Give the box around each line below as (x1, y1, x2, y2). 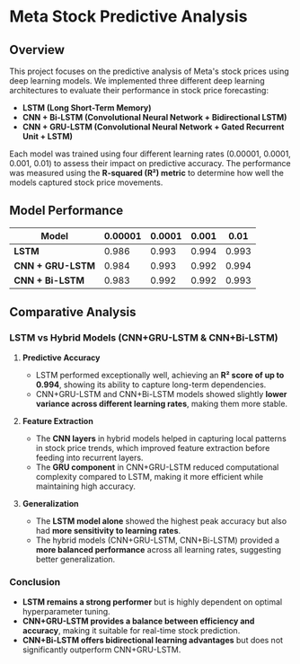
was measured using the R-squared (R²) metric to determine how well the (9, 168, 285, 178)
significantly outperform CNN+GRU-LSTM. (22, 644, 181, 655)
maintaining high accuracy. (35, 481, 137, 491)
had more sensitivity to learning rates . (35, 525, 181, 536)
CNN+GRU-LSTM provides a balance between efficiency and (22, 615, 255, 626)
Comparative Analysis (9, 305, 137, 320)
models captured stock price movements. (9, 177, 163, 188)
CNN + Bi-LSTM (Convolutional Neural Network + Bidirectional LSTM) (22, 112, 287, 122)
